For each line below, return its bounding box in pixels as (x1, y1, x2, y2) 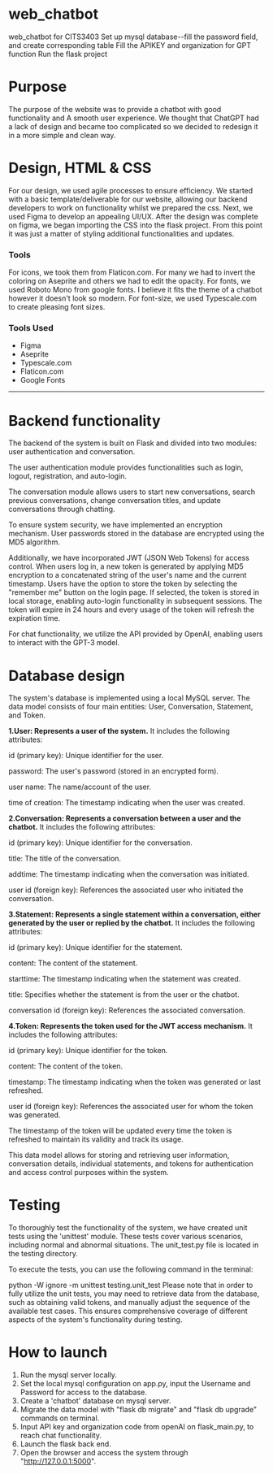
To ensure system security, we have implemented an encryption (8, 520, 223, 530)
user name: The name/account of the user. (8, 782, 152, 792)
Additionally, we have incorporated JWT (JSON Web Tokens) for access (8, 553, 249, 563)
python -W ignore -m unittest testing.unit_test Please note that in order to (8, 1281, 253, 1290)
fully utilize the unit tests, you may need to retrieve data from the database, (8, 1289, 260, 1298)
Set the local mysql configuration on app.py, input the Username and (19, 1379, 251, 1389)
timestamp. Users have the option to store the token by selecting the (8, 579, 238, 589)
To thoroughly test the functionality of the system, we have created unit (8, 1223, 248, 1233)
